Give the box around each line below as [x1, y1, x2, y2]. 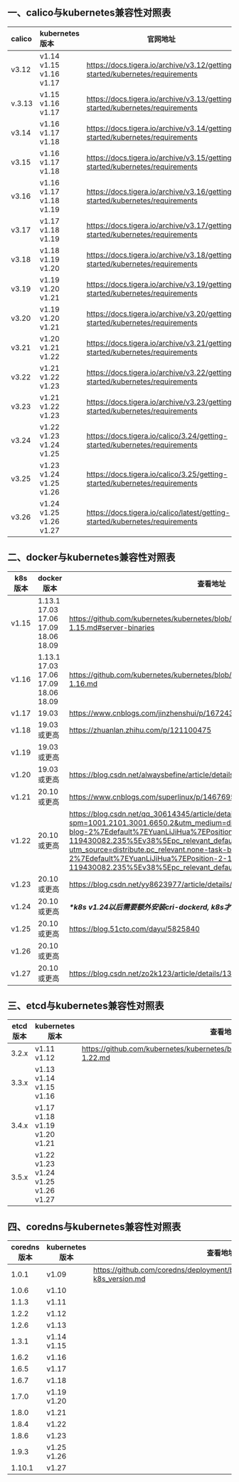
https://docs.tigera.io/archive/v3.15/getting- [86, 153, 237, 163]
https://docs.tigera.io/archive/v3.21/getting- [86, 338, 237, 348]
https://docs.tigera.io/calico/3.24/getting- [86, 431, 228, 441]
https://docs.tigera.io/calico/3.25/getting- [86, 469, 228, 479]
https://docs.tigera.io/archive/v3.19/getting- [86, 279, 237, 289]
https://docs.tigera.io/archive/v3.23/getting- [86, 397, 237, 407]
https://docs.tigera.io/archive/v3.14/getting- [86, 123, 237, 133]
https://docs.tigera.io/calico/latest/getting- [86, 507, 230, 517]
